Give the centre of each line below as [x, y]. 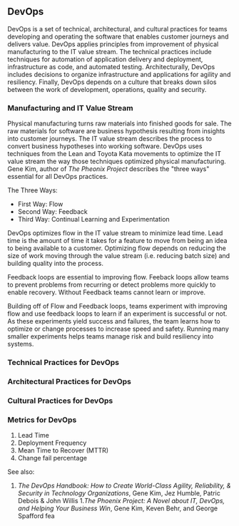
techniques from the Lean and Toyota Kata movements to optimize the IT [115, 154]
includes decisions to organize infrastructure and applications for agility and [119, 74]
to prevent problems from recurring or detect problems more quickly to [112, 285]
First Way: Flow [40, 204]
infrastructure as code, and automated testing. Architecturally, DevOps [111, 66]
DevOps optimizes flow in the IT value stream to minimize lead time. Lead [115, 233]
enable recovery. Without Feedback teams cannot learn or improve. [106, 292]
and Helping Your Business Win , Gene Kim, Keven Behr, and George [118, 508]
